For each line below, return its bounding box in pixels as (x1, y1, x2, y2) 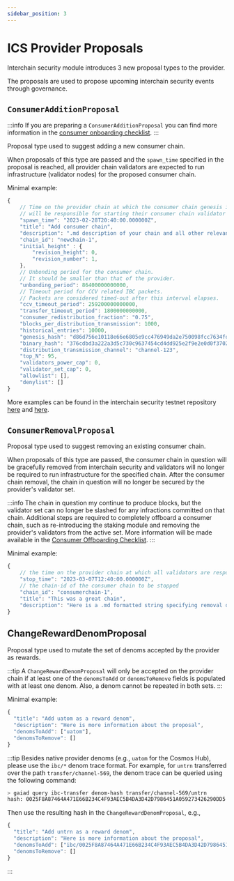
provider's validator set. (7, 485, 75, 493)
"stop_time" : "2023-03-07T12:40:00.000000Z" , (19, 576, 155, 583)
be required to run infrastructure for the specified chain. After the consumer (7, 470, 225, 479)
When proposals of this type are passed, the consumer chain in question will (7, 456, 227, 464)
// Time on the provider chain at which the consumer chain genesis (19, 204, 223, 211)
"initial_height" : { (19, 243, 82, 250)
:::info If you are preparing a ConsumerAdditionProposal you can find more (7, 121, 218, 130)
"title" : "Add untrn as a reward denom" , (13, 829, 136, 836)
